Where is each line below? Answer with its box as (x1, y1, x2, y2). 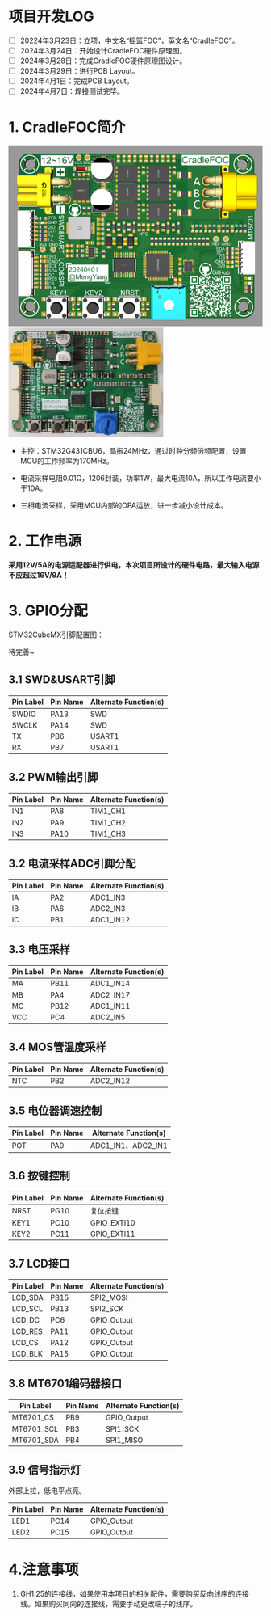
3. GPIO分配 (8, 601, 89, 620)
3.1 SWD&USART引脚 (8, 673, 115, 687)
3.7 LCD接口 (8, 1256, 70, 1270)
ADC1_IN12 (90, 915, 131, 925)
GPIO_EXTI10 (90, 1217, 135, 1227)
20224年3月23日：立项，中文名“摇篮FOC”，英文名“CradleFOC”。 (19, 36, 240, 45)
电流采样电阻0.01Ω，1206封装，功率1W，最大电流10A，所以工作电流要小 (19, 474, 261, 483)
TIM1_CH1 (90, 806, 127, 816)
